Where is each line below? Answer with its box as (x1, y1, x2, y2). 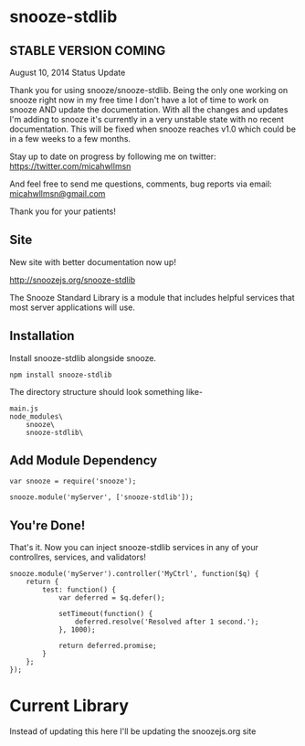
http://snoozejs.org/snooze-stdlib (9, 274, 136, 285)
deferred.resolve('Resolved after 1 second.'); (74, 617, 259, 627)
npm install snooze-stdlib (9, 370, 112, 379)
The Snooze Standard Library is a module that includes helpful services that (9, 292, 295, 303)
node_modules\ (9, 411, 64, 421)
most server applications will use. (9, 302, 135, 313)
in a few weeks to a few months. (9, 133, 131, 144)
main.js (9, 404, 39, 413)
